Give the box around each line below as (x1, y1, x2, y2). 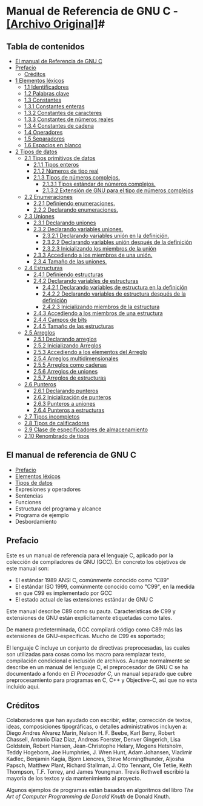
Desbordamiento (15, 518, 57, 525)
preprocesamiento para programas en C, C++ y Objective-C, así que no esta (6, 676, 198, 684)
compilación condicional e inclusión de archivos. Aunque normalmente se (6, 657, 190, 664)
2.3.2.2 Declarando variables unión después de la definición (42, 238, 193, 246)
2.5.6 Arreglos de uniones (33, 368, 98, 375)
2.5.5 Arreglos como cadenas (33, 361, 107, 369)
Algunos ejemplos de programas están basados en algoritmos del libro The (6, 787, 194, 794)
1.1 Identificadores (24, 83, 69, 91)
